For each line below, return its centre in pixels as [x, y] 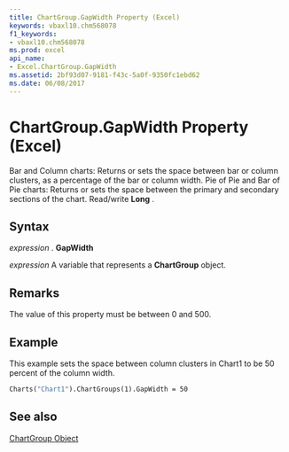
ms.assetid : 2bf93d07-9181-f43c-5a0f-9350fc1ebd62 [105, 75]
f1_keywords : [33, 34]
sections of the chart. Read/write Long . [82, 199]
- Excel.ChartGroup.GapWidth [63, 67]
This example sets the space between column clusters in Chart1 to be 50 [142, 363]
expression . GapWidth [51, 248]
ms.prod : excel [37, 51]
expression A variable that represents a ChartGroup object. [117, 265]
